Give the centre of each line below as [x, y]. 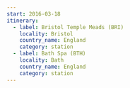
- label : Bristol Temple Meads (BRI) [69, 27]
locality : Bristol [46, 34]
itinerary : [23, 21]
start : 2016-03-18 [34, 14]
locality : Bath [42, 60]
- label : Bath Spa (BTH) [49, 54]
